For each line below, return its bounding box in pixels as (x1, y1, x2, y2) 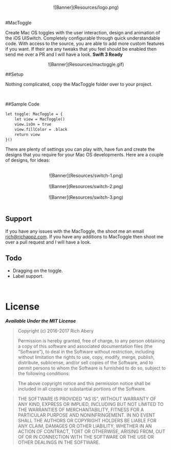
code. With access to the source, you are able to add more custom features (5, 40, 165, 47)
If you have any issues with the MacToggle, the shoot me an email (5, 228, 144, 234)
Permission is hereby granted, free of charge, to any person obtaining (17, 337, 165, 344)
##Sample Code (5, 101, 40, 107)
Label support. (12, 273, 44, 279)
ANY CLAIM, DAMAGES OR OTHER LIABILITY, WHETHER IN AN (17, 423, 152, 429)
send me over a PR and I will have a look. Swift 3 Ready (5, 51, 123, 57)
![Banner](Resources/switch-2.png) (48, 183, 124, 189)
